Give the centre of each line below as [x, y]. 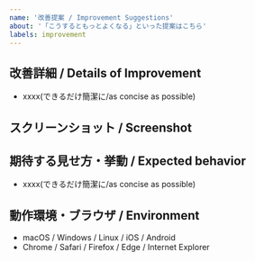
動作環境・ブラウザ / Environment [105, 216]
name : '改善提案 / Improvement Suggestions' [91, 18]
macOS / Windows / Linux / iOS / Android [99, 238]
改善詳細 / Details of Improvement [105, 73]
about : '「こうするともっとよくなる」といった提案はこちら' [108, 26]
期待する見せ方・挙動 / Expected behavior [127, 161]
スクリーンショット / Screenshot [100, 127]
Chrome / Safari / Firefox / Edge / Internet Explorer [116, 247]
